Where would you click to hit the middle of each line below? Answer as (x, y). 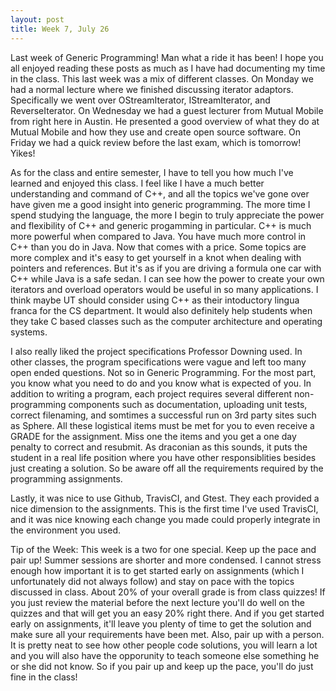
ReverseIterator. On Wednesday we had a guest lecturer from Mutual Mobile (167, 110)
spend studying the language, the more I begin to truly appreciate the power (167, 215)
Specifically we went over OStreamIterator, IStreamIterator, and (140, 100)
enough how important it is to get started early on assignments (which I (157, 570)
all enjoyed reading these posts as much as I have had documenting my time (168, 68)
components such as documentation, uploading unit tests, (188, 404)
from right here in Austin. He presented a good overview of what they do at (165, 121)
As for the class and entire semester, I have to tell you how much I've (152, 172)
